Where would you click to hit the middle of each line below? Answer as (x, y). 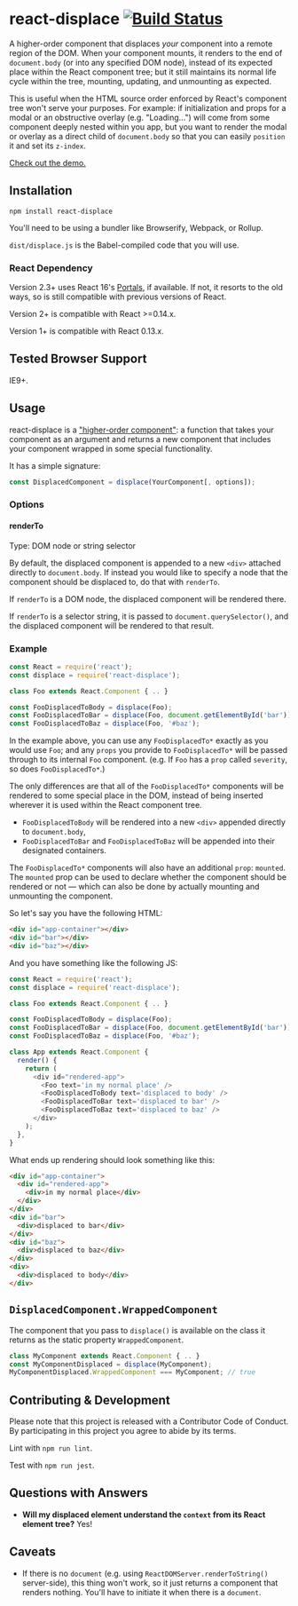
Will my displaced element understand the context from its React (144, 1515)
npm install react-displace (61, 211)
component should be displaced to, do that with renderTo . (114, 581)
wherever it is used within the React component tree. (106, 805)
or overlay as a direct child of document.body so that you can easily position (147, 136)
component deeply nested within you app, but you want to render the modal (148, 127)
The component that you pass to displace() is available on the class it (137, 1330)
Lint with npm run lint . (51, 1448)
